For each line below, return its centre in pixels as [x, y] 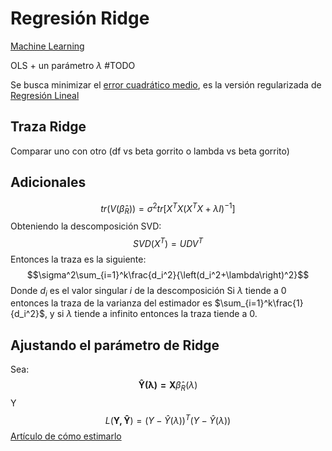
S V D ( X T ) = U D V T [168, 242]
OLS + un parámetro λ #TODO [73, 65]
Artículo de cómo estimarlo [66, 436]
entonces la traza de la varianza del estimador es [111, 303]
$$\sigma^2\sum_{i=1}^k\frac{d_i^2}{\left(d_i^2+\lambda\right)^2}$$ [168, 274]
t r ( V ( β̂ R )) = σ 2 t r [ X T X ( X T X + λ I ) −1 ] [168, 208]
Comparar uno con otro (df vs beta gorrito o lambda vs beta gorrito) [150, 151]
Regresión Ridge [80, 18]
